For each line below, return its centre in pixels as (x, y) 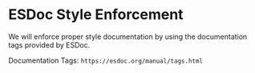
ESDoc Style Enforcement (96, 15)
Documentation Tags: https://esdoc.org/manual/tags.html (105, 60)
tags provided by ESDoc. (49, 44)
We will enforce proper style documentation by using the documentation (128, 36)
